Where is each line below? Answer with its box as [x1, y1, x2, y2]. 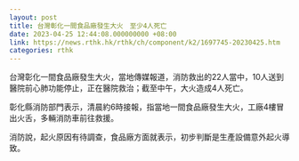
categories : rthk [9, 46, 74, 55]
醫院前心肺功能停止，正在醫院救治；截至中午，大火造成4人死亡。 [9, 83, 249, 93]
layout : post [9, 12, 58, 22]
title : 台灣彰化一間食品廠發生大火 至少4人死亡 [9, 21, 167, 30]
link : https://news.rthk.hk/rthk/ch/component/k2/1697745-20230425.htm [9, 37, 280, 47]
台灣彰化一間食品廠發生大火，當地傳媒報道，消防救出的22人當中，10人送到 [9, 72, 285, 83]
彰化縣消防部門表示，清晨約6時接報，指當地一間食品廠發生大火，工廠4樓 [9, 101, 277, 112]
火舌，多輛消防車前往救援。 [16, 113, 118, 124]
